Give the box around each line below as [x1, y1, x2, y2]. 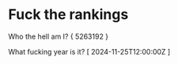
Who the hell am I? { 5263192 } [8, 32, 109, 41]
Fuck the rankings [8, 6, 129, 24]
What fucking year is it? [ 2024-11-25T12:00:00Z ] [8, 47, 171, 56]
